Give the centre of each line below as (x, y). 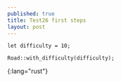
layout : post (26, 27)
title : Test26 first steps (47, 20)
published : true (31, 14)
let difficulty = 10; (39, 46)
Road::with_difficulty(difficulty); (61, 58)
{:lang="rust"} (27, 71)
